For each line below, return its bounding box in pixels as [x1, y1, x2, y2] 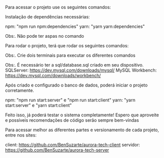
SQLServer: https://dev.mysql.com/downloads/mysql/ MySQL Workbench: [5, 67, 157, 73]
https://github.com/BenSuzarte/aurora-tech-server [5, 147, 109, 153]
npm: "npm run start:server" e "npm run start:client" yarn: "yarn [5, 97, 135, 103]
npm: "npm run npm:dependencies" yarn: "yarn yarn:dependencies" [5, 23, 145, 29]
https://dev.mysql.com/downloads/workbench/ [5, 73, 101, 79]
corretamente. [5, 87, 34, 93]
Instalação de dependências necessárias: [5, 14, 90, 19]
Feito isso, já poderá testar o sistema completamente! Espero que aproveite [5, 112, 160, 118]
